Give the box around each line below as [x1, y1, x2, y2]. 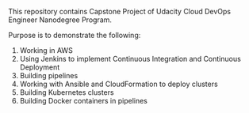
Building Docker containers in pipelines [19, 96, 148, 105]
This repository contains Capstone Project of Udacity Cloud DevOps [8, 7, 232, 16]
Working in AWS [19, 46, 73, 55]
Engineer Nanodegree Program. [8, 15, 113, 24]
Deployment [19, 62, 60, 72]
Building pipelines [19, 71, 79, 80]
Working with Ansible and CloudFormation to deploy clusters [19, 79, 218, 89]
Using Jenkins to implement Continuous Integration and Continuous [19, 55, 242, 63]
